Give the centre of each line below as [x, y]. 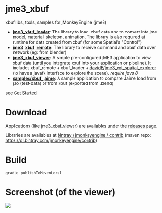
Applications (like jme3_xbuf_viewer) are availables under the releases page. [81, 126]
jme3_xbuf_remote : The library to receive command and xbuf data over [84, 47]
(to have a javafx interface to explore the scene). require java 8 [75, 73]
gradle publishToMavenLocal [34, 173]
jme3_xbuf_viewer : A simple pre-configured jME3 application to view [82, 57]
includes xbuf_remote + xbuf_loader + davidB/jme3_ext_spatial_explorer [84, 68]
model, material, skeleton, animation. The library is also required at [79, 37]
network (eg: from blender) [39, 52]
